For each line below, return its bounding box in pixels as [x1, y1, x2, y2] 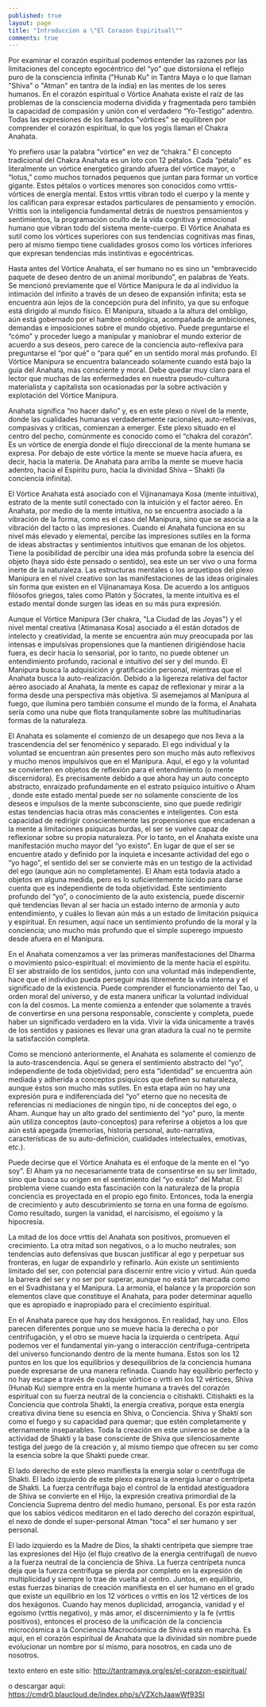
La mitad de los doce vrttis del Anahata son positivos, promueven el [8, 1232, 230, 1242]
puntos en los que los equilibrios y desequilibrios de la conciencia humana [8, 1358, 252, 1367]
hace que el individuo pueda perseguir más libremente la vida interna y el [8, 975, 249, 985]
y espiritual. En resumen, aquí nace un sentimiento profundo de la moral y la [8, 917, 257, 927]
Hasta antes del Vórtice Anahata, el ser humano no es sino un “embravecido [8, 264, 257, 274]
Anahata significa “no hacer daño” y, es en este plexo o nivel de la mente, [8, 406, 249, 416]
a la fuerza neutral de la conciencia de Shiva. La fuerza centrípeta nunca [8, 1557, 246, 1567]
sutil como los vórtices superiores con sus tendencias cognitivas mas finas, [8, 231, 256, 241]
